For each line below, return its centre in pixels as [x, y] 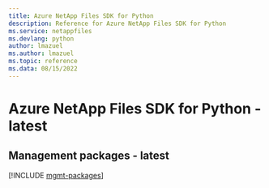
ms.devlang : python [41, 38]
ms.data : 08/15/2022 [43, 69]
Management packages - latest [89, 156]
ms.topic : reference [43, 62]
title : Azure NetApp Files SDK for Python [81, 16]
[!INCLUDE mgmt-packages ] [56, 175]
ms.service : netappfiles [50, 31]
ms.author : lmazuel [41, 53]
